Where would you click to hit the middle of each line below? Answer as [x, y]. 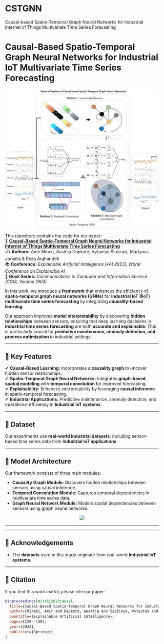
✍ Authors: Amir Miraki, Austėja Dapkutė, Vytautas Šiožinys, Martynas [77, 251]
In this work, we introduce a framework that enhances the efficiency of [77, 291]
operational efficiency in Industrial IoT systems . [53, 404]
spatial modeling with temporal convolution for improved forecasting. [76, 384]
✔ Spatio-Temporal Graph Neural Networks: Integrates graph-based [75, 379]
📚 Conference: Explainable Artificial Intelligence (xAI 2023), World [73, 264]
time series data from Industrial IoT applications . [68, 442]
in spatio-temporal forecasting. [36, 394]
